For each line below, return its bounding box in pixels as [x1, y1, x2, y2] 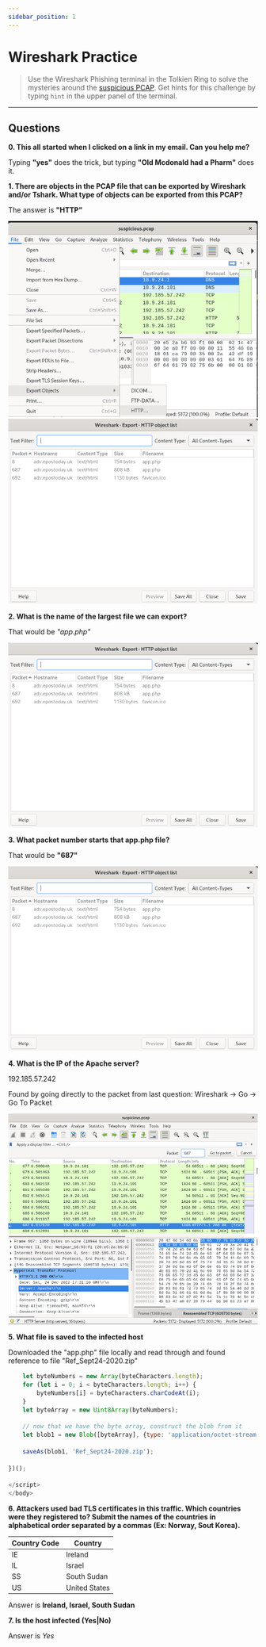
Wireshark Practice [8, 48, 139, 66]
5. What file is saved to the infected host [8, 1332, 144, 1342]
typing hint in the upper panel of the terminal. [27, 91, 178, 101]
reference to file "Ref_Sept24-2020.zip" [8, 1356, 139, 1365]
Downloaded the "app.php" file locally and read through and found [8, 1348, 226, 1358]
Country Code [11, 1538, 59, 1548]
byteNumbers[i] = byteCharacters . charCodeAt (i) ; [36, 1388, 200, 1397]
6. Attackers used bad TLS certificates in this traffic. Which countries [8, 1503, 241, 1514]
